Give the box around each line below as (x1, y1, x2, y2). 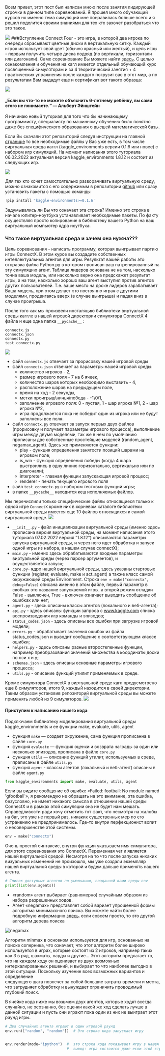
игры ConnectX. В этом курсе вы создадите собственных (5, 251, 126, 257)
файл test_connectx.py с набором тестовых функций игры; (12, 484, 136, 490)
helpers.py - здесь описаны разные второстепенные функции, (12, 644, 143, 650)
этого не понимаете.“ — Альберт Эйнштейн (5, 103, 100, 109)
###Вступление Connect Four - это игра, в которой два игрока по (11, 35, 149, 41)
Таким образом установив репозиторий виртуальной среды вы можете (5, 690, 156, 696)
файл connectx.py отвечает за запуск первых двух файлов (12, 421, 134, 427)
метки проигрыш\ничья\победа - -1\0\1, (19, 395, 103, 401)
